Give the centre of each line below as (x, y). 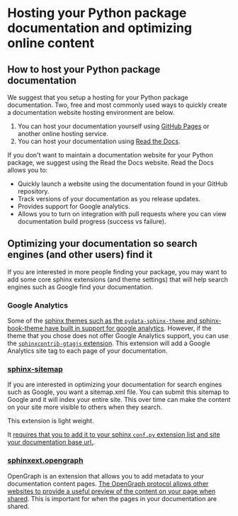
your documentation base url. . (51, 442)
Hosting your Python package (97, 13)
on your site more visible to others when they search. (85, 407)
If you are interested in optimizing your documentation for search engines (115, 385)
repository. (33, 191)
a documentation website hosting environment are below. (91, 112)
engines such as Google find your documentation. (80, 287)
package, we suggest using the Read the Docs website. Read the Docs (110, 162)
